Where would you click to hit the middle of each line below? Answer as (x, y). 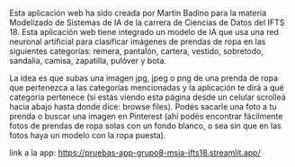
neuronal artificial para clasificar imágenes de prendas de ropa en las (138, 41)
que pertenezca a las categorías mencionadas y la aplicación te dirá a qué (147, 88)
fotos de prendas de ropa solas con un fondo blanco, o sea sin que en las (145, 126)
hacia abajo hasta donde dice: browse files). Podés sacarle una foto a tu (143, 106)
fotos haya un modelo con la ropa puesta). (88, 135)
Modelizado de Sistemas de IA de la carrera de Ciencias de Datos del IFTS (147, 22)
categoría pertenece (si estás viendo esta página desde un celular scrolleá (147, 97)
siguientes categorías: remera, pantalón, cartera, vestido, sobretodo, (136, 51)
